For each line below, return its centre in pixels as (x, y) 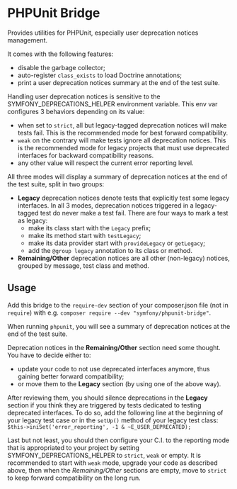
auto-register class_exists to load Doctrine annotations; (100, 75)
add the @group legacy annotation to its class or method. (110, 250)
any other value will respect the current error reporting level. (105, 163)
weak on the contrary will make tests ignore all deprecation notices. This (122, 140)
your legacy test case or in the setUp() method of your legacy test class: (113, 420)
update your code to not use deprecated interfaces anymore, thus (114, 369)
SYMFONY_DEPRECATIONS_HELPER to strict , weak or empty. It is (104, 455)
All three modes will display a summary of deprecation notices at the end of (117, 176)
